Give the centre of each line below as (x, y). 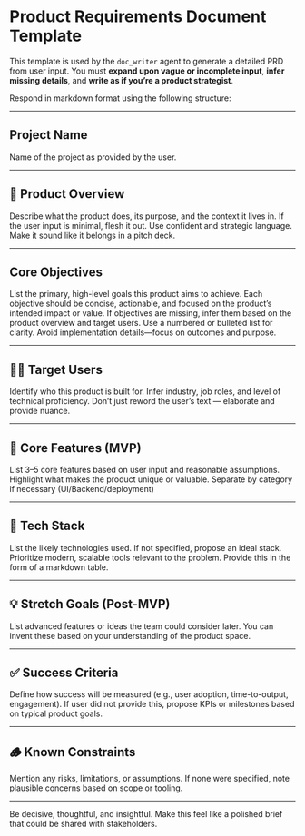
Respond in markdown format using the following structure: (120, 98)
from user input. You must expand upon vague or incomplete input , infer (147, 71)
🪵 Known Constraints (73, 752)
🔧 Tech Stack (47, 526)
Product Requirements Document (138, 17)
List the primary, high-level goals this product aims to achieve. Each (136, 294)
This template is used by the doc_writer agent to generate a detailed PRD (147, 61)
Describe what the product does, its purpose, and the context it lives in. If (147, 216)
